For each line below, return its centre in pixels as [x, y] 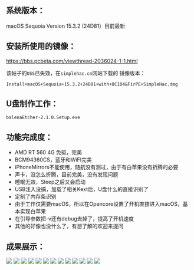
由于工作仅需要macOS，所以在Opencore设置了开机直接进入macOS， [98, 204]
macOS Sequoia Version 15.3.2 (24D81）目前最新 [66, 26]
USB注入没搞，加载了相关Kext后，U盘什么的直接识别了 [81, 189]
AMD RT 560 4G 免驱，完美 [48, 153]
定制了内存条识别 [35, 197]
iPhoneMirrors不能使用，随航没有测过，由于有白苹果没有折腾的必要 [96, 167]
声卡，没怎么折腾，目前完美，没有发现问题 [66, 174]
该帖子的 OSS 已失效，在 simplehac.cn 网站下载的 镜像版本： [76, 73]
